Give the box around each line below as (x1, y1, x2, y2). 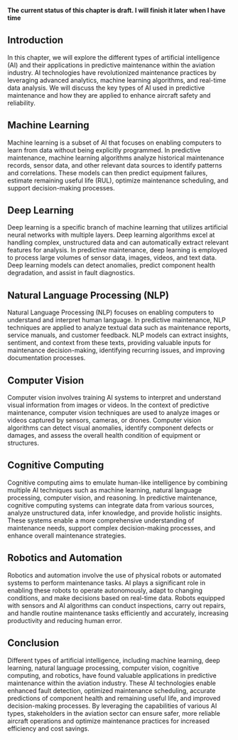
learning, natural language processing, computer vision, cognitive (7, 663, 200, 672)
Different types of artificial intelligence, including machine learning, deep (7, 656, 220, 664)
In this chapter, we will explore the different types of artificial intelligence (7, 53, 220, 61)
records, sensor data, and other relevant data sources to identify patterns (7, 160, 222, 170)
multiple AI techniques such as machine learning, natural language (7, 485, 202, 494)
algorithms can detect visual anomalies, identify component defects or (7, 423, 214, 432)
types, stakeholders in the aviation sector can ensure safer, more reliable (7, 709, 220, 717)
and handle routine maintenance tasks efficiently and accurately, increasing (7, 609, 229, 617)
